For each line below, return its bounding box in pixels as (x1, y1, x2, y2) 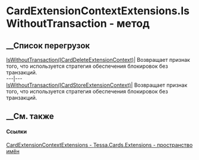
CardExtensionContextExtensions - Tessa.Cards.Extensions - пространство (6, 141, 193, 148)
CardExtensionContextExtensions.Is (6, 4, 190, 18)
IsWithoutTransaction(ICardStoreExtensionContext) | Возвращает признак (6, 81, 188, 89)
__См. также (6, 111, 55, 121)
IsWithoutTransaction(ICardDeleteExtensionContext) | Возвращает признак (6, 57, 190, 63)
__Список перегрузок (6, 40, 90, 51)
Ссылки (6, 128, 27, 135)
